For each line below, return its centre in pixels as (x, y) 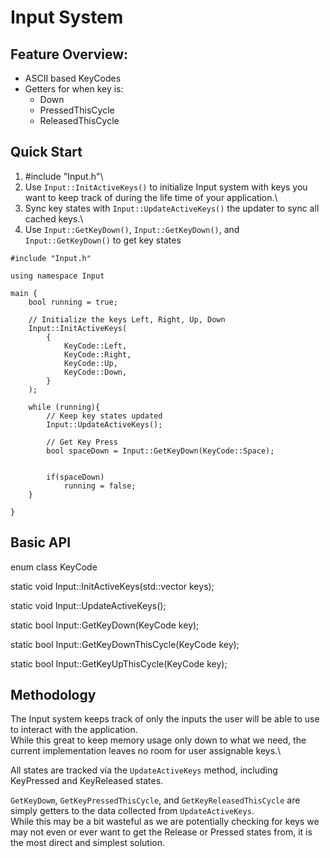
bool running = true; (73, 302)
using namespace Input (57, 276)
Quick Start (46, 152)
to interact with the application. (74, 730)
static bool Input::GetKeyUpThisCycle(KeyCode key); (119, 663)
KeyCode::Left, (95, 346)
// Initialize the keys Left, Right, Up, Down (127, 319)
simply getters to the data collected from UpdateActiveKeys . (132, 811)
